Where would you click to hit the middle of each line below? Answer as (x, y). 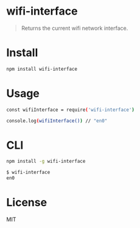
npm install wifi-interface (42, 69)
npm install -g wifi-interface (46, 162)
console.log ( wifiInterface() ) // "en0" (57, 121)
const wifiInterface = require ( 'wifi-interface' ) (71, 110)
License (27, 203)
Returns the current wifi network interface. (75, 28)
